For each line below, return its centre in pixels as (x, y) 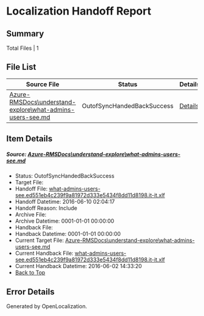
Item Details (29, 139)
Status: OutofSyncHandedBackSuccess (65, 176)
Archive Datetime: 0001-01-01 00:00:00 (64, 221)
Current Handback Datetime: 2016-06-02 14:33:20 (78, 266)
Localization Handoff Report (79, 11)
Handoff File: (31, 189)
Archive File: (31, 215)
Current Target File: (39, 240)
